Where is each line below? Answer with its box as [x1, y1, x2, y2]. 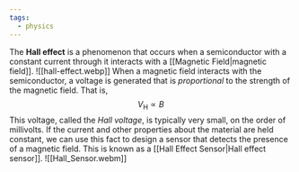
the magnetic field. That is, [9, 85, 109, 95]
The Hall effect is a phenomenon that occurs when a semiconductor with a [9, 46, 287, 57]
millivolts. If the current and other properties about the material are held [9, 124, 274, 135]
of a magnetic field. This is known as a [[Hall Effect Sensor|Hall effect [9, 143, 267, 154]
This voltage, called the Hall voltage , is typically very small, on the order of [9, 114, 286, 126]
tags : [9, 13, 30, 23]
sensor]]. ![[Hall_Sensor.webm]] [9, 153, 128, 164]
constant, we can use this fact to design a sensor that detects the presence [9, 134, 289, 145]
